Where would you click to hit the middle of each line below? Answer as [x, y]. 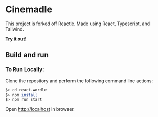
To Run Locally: [25, 69]
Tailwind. [15, 29]
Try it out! [16, 39]
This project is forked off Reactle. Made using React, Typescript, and [78, 24]
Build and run [27, 55]
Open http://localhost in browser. [40, 109]
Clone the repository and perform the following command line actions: [79, 81]
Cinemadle [29, 9]
